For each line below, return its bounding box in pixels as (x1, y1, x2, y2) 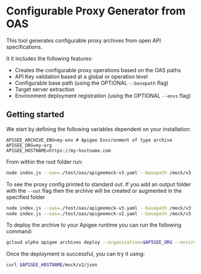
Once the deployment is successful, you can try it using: (6, 251, 145, 258)
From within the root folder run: (6, 158, 83, 165)
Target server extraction (14, 85, 75, 93)
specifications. (6, 43, 43, 50)
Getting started (6, 109, 65, 120)
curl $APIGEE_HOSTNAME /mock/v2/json (6, 262, 98, 268)
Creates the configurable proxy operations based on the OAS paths (14, 66, 181, 73)
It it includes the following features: (6, 55, 93, 62)
